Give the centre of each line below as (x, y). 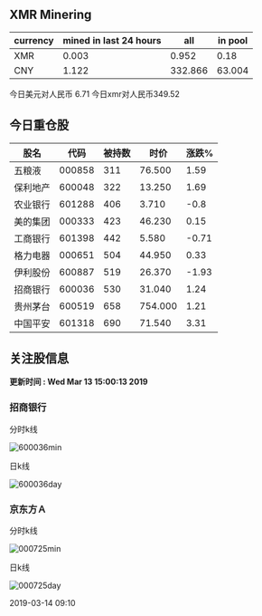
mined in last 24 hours (112, 40)
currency (34, 40)
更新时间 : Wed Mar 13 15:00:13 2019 (79, 382)
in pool (233, 40)
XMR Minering (51, 15)
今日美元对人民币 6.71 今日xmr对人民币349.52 (95, 93)
